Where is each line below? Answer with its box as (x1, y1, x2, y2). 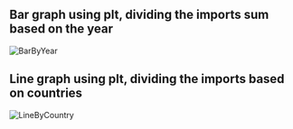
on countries (9, 86, 83, 101)
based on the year (9, 22, 114, 37)
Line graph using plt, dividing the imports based (9, 71, 285, 87)
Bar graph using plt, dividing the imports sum (9, 7, 269, 23)
